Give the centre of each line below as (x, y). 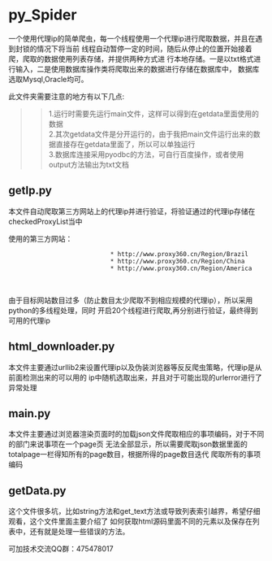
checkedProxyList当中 (45, 221)
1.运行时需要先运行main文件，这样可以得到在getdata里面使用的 (154, 113)
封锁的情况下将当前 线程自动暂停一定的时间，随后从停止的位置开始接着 (134, 48)
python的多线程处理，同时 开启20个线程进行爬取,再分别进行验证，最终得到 (133, 310)
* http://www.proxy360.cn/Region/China (177, 261)
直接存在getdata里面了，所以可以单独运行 (125, 144)
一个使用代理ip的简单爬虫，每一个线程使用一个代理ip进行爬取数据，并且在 (132, 38)
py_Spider (43, 15)
